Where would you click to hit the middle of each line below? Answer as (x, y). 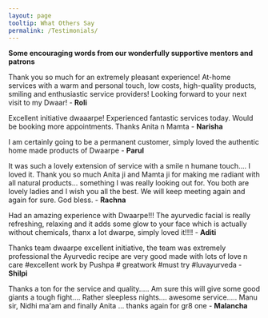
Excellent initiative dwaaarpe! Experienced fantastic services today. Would (131, 118)
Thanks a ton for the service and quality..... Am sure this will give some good (134, 289)
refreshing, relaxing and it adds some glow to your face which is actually (128, 224)
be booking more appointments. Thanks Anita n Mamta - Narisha (116, 127)
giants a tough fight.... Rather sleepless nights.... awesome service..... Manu (133, 297)
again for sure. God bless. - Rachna (67, 200)
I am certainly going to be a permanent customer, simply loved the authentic (134, 142)
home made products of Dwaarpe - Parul (76, 151)
